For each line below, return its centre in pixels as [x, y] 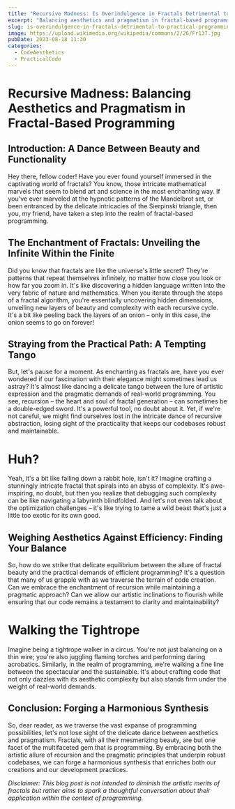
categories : [25, 46]
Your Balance [37, 548]
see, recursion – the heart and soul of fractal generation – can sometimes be [117, 401]
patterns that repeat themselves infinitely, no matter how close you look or [115, 278]
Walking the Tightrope [74, 630]
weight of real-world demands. [52, 686]
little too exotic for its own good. [54, 516]
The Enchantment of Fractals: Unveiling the [104, 243]
